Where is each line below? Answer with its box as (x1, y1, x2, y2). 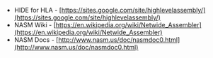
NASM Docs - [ (13, 36, 59, 44)
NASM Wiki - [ (13, 21, 57, 29)
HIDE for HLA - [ (13, 6, 62, 14)
